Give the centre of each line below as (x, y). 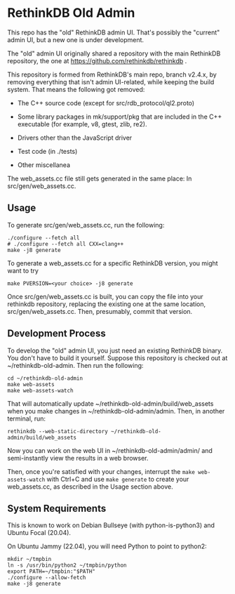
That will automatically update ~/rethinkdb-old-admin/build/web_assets (110, 403)
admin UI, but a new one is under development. (76, 39)
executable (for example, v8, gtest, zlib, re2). (82, 124)
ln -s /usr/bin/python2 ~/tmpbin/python (67, 566)
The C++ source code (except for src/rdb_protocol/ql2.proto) (106, 103)
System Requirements (57, 508)
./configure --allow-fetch (47, 578)
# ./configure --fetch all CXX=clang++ (66, 244)
